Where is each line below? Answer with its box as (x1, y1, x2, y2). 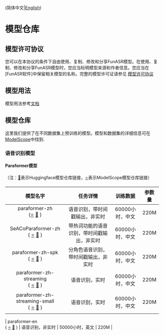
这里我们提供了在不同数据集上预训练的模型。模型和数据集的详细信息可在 (5, 130, 150, 136)
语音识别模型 (5, 149, 36, 156)
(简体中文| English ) (5, 5, 41, 10)
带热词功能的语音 (68, 222, 108, 229)
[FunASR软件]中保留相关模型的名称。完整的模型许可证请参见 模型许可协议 (5, 71, 154, 76)
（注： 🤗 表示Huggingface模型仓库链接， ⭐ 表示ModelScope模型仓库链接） (5, 174, 152, 180)
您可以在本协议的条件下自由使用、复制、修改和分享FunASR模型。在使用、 (5, 59, 154, 64)
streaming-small (16, 297, 55, 304)
